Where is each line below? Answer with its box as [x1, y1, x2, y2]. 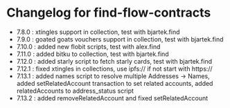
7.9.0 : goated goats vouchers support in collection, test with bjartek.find [16, 35, 224, 43]
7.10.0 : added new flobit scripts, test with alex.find [16, 42, 161, 51]
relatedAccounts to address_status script [16, 87, 134, 95]
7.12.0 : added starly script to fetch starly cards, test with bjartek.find [16, 57, 213, 65]
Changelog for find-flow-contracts [6, 5, 211, 21]
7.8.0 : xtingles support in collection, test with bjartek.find [16, 28, 181, 36]
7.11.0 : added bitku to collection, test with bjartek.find [16, 50, 169, 58]
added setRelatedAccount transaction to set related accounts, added [16, 79, 213, 87]
